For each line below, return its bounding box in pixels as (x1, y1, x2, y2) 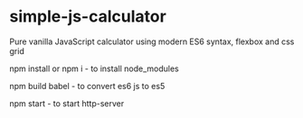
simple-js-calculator (9, 6, 167, 27)
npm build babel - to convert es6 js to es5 (9, 80, 166, 91)
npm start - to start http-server (9, 97, 125, 109)
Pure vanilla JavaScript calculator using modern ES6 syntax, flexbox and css (9, 36, 295, 47)
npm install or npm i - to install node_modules (9, 63, 179, 74)
